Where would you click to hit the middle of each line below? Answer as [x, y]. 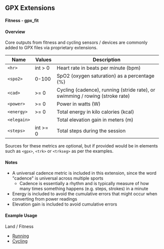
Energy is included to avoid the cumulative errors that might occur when [85, 194]
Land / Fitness [19, 226]
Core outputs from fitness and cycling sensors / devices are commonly [76, 42]
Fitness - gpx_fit [22, 20]
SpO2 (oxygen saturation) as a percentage [106, 76]
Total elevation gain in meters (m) [95, 120]
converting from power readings [44, 199]
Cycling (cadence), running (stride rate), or [106, 90]
